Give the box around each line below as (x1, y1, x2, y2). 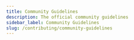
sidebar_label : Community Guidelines (6, 19, 100, 25)
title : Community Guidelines (6, 8, 78, 15)
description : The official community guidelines (6, 14, 129, 20)
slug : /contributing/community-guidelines (6, 25, 113, 31)
